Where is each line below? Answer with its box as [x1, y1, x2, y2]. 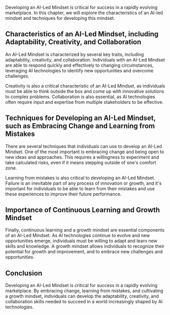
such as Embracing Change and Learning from [5, 122, 155, 130]
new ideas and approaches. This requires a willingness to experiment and [5, 154, 159, 160]
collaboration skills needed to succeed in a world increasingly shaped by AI [5, 299, 163, 305]
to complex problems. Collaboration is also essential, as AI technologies [5, 94, 156, 100]
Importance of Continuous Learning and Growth [5, 206, 160, 214]
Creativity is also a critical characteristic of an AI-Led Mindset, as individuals [5, 82, 165, 89]
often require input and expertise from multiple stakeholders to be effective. [5, 99, 164, 105]
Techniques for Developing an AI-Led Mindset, [5, 114, 156, 123]
